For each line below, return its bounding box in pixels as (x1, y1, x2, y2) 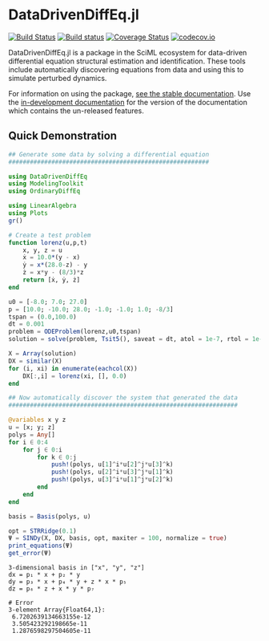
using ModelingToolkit (8, 180, 84, 188)
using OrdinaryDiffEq (8, 187, 81, 196)
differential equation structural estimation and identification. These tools (8, 56, 246, 66)
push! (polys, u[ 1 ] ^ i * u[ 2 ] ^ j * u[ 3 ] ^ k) (50, 460, 174, 469)
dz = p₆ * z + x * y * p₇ (8, 585, 94, 593)
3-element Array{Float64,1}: (8, 606, 106, 614)
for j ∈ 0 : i (22, 445, 62, 454)
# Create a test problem (8, 231, 91, 239)
